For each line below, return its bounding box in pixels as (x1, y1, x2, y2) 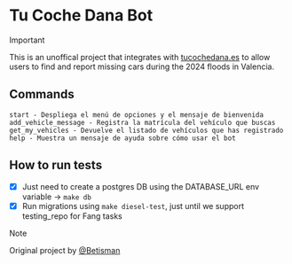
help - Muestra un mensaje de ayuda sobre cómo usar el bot (9, 134, 237, 143)
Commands (9, 87, 75, 102)
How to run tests (9, 158, 103, 173)
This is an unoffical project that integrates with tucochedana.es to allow (9, 51, 271, 62)
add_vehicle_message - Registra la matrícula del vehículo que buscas (9, 118, 276, 127)
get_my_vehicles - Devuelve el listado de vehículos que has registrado (9, 126, 284, 135)
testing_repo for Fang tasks (21, 210, 122, 221)
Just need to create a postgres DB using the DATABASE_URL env (21, 181, 260, 191)
